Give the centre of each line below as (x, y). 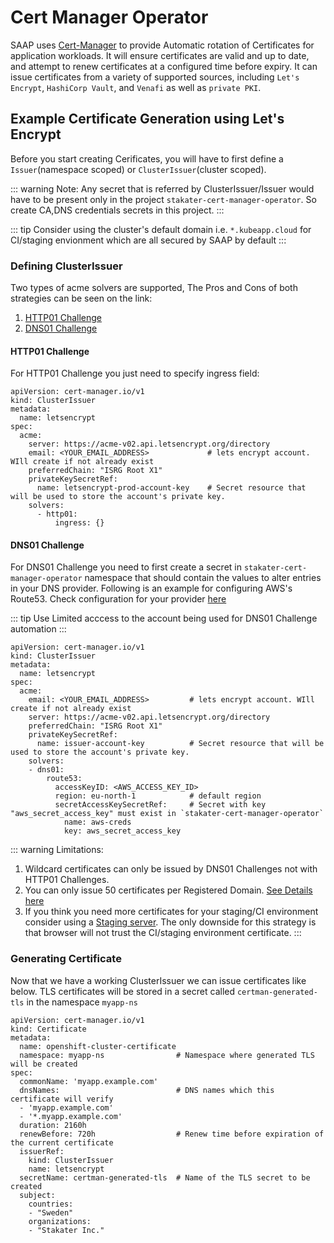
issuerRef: (42, 1151)
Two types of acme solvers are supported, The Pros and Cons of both (154, 288)
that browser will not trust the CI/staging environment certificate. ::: (163, 933)
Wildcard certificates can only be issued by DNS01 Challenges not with (171, 869)
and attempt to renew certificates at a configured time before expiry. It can (164, 66)
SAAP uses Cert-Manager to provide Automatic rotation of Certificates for (162, 45)
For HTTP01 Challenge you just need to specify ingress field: (135, 373)
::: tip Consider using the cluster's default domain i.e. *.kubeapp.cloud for (161, 229)
